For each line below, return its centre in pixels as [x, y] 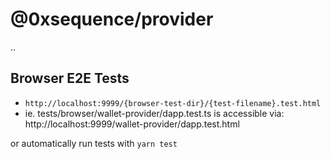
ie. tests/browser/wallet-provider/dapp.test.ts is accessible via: [154, 113]
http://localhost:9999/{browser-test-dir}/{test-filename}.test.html [173, 103]
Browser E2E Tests [70, 78]
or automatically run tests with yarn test [94, 143]
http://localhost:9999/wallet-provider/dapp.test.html [132, 124]
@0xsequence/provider [112, 19]
